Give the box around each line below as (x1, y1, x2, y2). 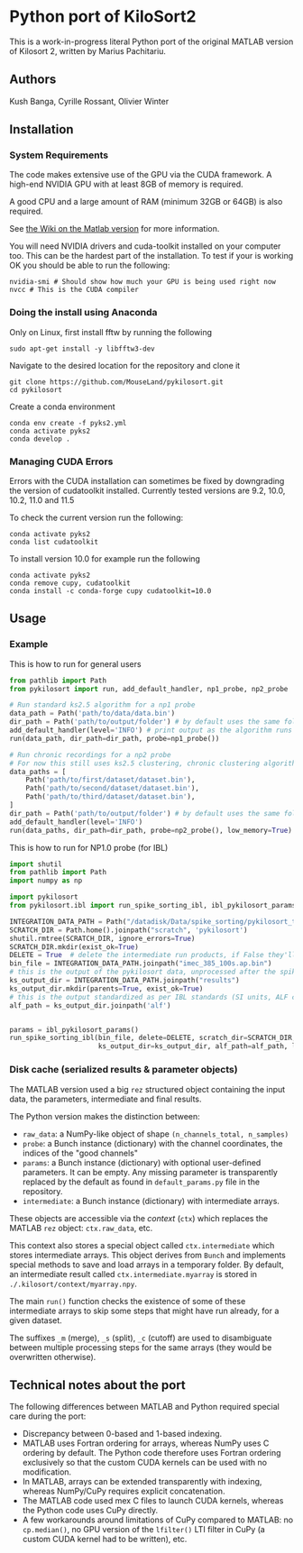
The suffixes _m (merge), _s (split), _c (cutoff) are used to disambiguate (9, 1332, 272, 1343)
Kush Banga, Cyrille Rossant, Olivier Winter (9, 96, 170, 106)
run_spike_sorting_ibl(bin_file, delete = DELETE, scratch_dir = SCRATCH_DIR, (9, 1034, 297, 1043)
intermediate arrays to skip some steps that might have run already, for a (9, 1305, 280, 1316)
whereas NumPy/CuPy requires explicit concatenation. (22, 1485, 225, 1497)
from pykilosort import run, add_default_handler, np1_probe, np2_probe (9, 684, 289, 693)
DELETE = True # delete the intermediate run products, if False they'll (9, 951, 297, 960)
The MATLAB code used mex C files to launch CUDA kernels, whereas (22, 1495, 284, 1506)
